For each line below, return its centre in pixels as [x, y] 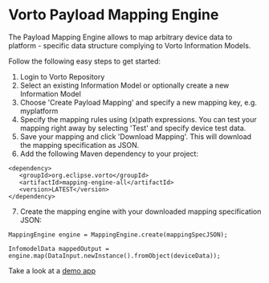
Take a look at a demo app [52, 270]
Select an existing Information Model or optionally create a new [124, 85]
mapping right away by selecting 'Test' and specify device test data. [133, 128]
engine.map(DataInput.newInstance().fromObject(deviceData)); [114, 256]
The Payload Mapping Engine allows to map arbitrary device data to [120, 37]
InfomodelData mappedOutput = [59, 248]
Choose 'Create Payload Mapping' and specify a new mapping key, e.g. [138, 102]
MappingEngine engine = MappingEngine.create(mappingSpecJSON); [118, 235]
